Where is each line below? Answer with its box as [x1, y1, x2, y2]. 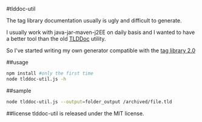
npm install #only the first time [6, 70, 94, 76]
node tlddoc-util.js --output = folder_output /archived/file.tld [6, 98, 172, 105]
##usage [6, 59, 29, 66]
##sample [6, 87, 32, 94]
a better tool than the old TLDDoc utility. [6, 35, 106, 42]
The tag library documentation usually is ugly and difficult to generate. [6, 17, 182, 24]
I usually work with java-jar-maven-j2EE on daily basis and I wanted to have [6, 29, 195, 36]
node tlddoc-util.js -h [6, 76, 67, 82]
